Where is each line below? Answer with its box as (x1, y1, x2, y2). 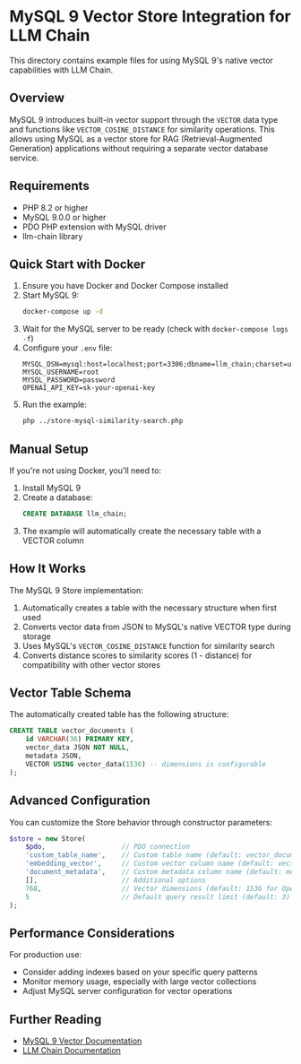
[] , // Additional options (25, 876, 206, 885)
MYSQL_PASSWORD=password (21, 376, 116, 385)
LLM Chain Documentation (21, 1045, 121, 1055)
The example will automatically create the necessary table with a (21, 525, 262, 536)
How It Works (9, 561, 87, 576)
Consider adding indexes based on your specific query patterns (21, 966, 258, 978)
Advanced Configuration (9, 793, 150, 809)
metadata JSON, (25, 751, 82, 761)
